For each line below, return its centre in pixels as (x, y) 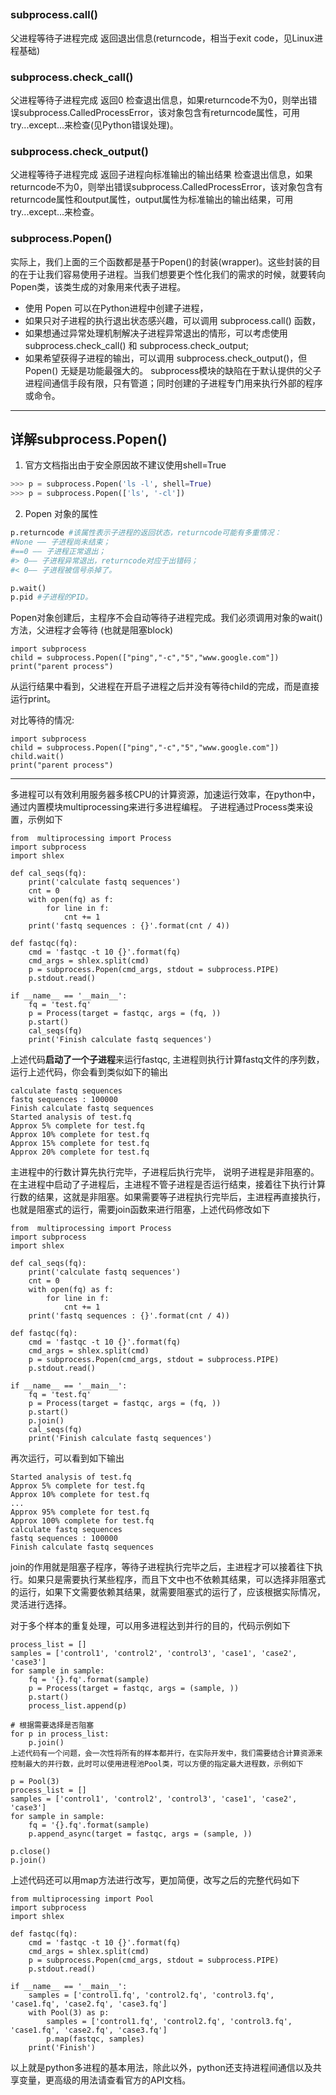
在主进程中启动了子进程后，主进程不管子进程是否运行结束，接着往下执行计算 (168, 1185)
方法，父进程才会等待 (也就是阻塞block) (92, 630)
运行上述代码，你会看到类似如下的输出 (89, 1072)
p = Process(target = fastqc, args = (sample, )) (134, 1689)
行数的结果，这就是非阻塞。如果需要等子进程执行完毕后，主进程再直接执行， (168, 1197)
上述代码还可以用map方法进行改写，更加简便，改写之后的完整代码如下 (155, 1880)
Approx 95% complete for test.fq (80, 1512)
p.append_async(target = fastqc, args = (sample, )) (140, 1834)
